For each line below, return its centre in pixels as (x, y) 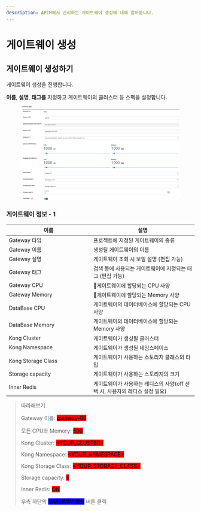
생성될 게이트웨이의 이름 (121, 249)
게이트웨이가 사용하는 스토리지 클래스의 (139, 357)
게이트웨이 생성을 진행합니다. (40, 84)
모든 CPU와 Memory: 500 (52, 431)
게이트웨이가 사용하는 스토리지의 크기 (137, 374)
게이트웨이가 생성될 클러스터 (126, 338)
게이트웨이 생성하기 (40, 69)
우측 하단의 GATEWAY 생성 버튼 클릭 (64, 502)
